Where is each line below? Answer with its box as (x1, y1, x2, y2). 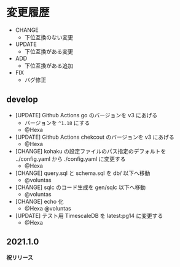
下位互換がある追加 (24, 62, 74, 69)
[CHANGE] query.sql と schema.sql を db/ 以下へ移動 (15, 169, 151, 177)
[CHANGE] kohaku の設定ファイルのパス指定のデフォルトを (15, 147, 166, 155)
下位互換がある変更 (24, 47, 74, 55)
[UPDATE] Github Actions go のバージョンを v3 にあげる (15, 111, 158, 118)
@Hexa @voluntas (24, 204, 72, 212)
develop (6, 95, 38, 105)
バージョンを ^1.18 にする (24, 119, 90, 126)
